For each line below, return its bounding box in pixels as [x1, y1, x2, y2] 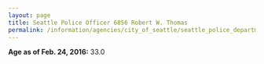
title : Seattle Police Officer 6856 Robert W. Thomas [8, 19, 189, 27]
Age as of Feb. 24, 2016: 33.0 [8, 48, 105, 57]
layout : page [8, 11, 51, 20]
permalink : [8, 26, 44, 34]
